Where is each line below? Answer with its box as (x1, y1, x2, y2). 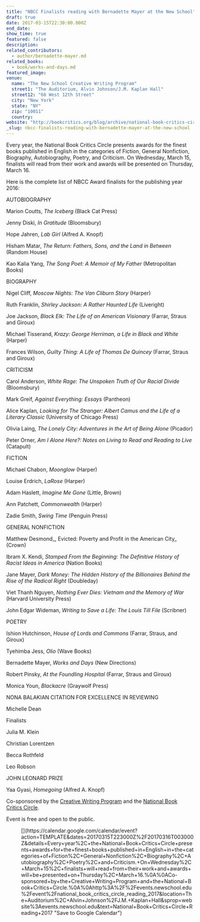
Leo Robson (6, 763, 36, 770)
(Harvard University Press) (6, 595, 71, 602)
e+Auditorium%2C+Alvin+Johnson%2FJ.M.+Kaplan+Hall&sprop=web (21, 897, 192, 904)
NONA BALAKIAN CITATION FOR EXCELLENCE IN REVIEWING (6, 694, 159, 700)
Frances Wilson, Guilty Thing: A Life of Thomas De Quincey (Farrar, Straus (6, 348, 189, 355)
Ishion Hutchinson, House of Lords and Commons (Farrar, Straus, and (6, 630, 177, 637)
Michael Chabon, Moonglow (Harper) (6, 466, 98, 473)
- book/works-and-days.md (11, 64, 76, 70)
